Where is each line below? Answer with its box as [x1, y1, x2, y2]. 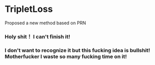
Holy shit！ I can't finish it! [5, 33, 71, 40]
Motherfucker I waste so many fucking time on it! [5, 53, 127, 60]
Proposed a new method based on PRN [5, 20, 86, 26]
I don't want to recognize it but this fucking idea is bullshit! [5, 47, 150, 54]
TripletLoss [5, 3, 53, 15]
